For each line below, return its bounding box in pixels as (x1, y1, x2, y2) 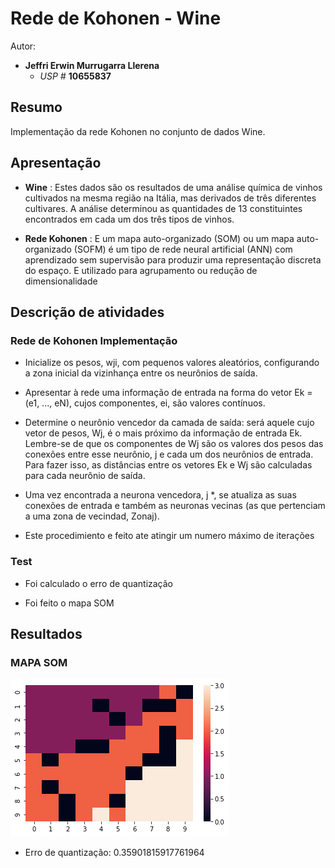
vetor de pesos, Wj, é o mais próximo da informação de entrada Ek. (24, 427, 303, 439)
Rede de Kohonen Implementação (10, 333, 178, 347)
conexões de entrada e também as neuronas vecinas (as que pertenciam (24, 500, 326, 512)
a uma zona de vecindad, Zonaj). (24, 510, 160, 522)
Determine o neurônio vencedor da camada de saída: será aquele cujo (24, 417, 315, 429)
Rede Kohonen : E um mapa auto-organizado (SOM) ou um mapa (24, 232, 295, 244)
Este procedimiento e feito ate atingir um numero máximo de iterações (24, 530, 315, 542)
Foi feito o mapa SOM (24, 597, 115, 609)
